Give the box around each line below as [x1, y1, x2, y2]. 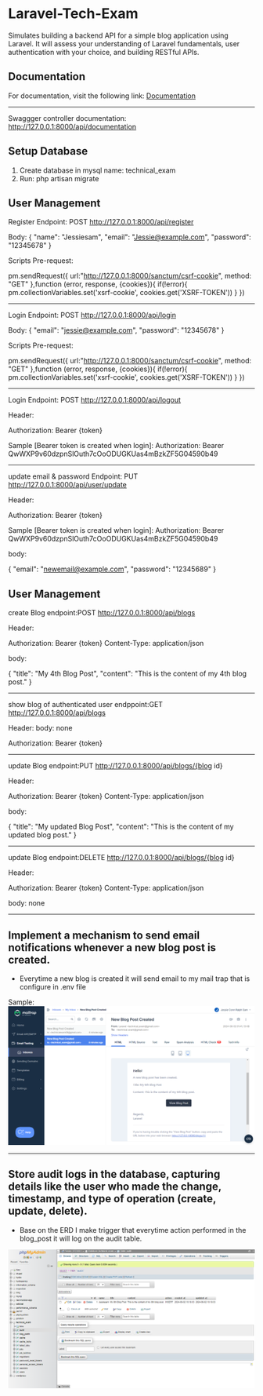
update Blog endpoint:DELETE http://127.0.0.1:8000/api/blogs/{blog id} [8, 853, 235, 862]
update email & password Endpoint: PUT [8, 472, 139, 481]
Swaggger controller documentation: [8, 113, 127, 122]
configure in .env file [19, 982, 86, 991]
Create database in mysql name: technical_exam [19, 166, 176, 175]
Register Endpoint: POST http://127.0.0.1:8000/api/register [8, 217, 194, 227]
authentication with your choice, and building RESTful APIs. [8, 47, 200, 56]
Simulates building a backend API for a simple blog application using [8, 31, 229, 40]
